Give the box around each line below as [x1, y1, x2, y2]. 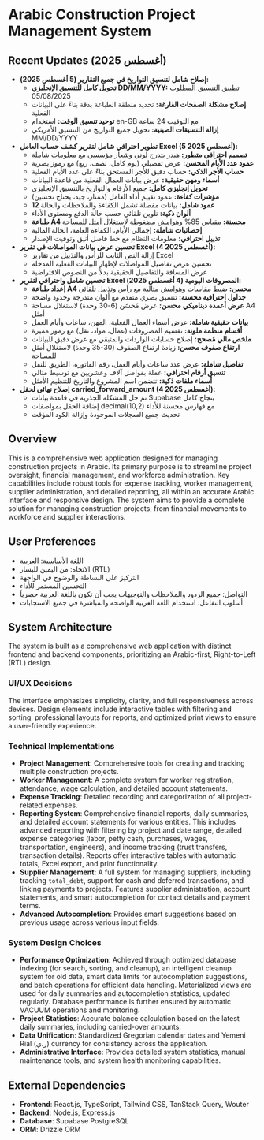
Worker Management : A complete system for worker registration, [19, 775, 234, 785]
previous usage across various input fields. [19, 918, 160, 927]
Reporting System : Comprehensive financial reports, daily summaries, [19, 809, 250, 818]
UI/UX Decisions [8, 678, 73, 689]
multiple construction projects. [19, 767, 120, 777]
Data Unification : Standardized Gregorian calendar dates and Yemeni [19, 1030, 246, 1040]
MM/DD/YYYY [31, 133, 78, 143]
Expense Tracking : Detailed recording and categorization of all [19, 792, 225, 802]
